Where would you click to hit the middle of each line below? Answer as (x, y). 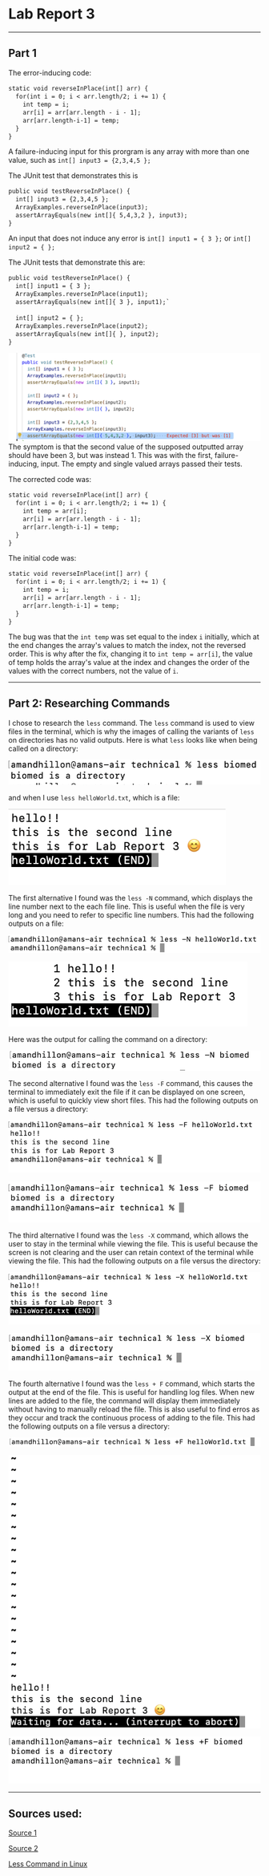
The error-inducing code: (50, 72)
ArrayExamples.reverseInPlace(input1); (82, 294)
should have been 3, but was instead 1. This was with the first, (111, 455)
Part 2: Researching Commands (89, 704)
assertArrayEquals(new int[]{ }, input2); (87, 334)
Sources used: (45, 1813)
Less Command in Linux (48, 1864)
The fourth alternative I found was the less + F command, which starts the (132, 1384)
